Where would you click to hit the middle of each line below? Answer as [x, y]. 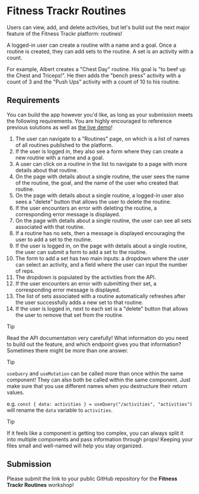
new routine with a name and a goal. [60, 158]
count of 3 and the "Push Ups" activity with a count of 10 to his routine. [93, 82]
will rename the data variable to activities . [60, 410]
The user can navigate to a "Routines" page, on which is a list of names [102, 139]
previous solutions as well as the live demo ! [60, 127]
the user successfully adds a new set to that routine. [79, 302]
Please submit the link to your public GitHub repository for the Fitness [92, 479]
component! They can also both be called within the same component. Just [99, 380]
